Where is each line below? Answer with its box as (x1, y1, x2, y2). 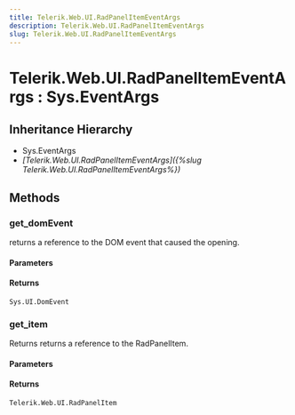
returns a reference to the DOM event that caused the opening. (9, 237, 240, 248)
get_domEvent (9, 217, 74, 229)
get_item (9, 317, 49, 330)
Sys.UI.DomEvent (9, 297, 69, 307)
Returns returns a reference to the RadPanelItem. (9, 339, 189, 349)
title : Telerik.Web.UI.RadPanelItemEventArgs (9, 12, 180, 22)
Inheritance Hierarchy (9, 122, 133, 137)
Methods (9, 190, 60, 205)
